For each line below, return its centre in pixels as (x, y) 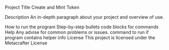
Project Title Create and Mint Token (42, 7)
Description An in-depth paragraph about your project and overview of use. (84, 17)
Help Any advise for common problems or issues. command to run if (77, 32)
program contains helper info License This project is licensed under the (80, 38)
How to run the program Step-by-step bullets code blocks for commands (82, 27)
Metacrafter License (26, 43)
